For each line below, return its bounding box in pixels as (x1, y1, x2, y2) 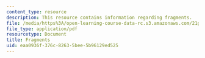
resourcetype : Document (6, 31, 67, 37)
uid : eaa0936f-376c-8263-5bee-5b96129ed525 (6, 43, 119, 49)
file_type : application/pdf (6, 25, 78, 32)
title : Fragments (6, 37, 51, 43)
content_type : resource (6, 8, 67, 15)
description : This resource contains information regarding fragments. (6, 14, 192, 21)
